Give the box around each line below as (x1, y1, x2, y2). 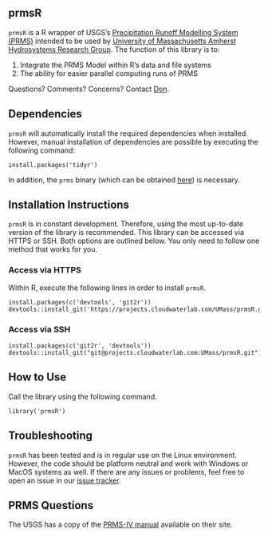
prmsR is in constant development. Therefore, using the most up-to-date (8, 219, 244, 229)
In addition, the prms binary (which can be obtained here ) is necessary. (8, 175, 241, 185)
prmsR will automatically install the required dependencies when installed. (8, 128, 249, 138)
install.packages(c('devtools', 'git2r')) (8, 298, 152, 306)
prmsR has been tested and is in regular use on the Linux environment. (8, 450, 238, 459)
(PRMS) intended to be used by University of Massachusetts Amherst (8, 36, 237, 46)
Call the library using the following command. (8, 392, 157, 401)
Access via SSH (8, 324, 71, 335)
